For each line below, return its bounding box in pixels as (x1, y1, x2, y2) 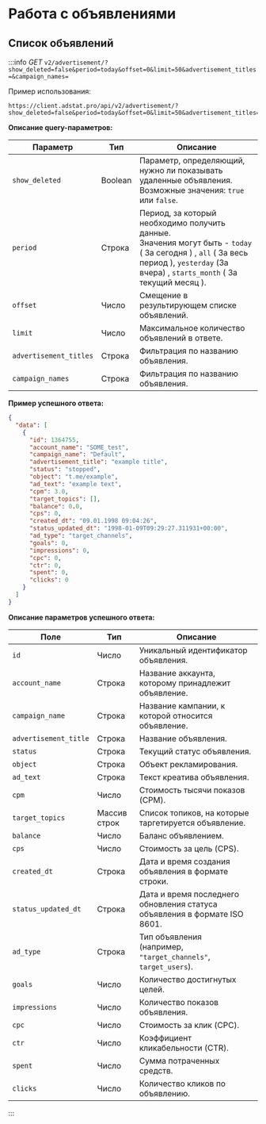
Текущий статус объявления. (139, 746, 252, 757)
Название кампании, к (139, 700, 226, 711)
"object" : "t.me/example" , (28, 473, 119, 481)
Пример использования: (8, 86, 91, 96)
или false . (139, 195, 178, 205)
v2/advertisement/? (44, 59, 108, 67)
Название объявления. (139, 733, 227, 744)
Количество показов (139, 996, 219, 1007)
